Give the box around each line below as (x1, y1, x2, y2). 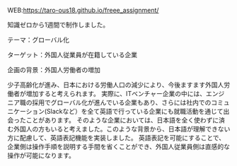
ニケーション (7, 107, 45, 115)
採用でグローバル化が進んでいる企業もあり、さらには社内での (31, 98, 212, 107)
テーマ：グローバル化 (7, 35, 69, 44)
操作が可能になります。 (7, 151, 76, 160)
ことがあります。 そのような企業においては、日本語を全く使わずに (25, 116, 219, 124)
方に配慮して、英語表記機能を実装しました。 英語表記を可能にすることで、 (7, 134, 225, 142)
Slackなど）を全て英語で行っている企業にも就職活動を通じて (46, 107, 224, 115)
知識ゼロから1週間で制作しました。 (7, 20, 110, 29)
